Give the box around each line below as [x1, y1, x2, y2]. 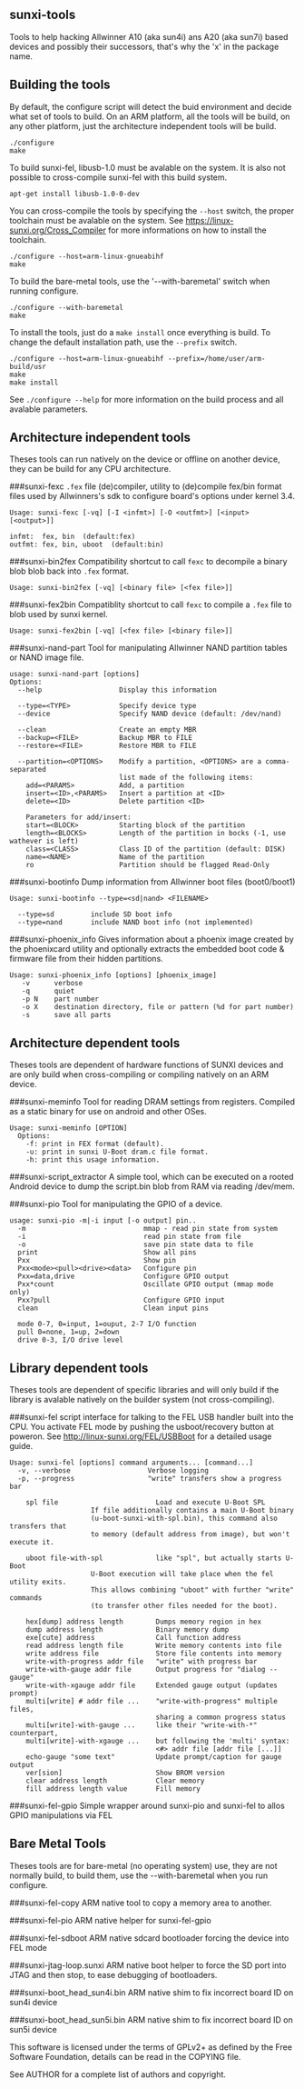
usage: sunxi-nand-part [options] [9, 670, 141, 679]
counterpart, [9, 1729, 59, 1738]
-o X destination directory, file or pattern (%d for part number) [21, 1003, 295, 1012]
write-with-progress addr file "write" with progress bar [25, 1657, 258, 1666]
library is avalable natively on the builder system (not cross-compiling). [9, 1394, 275, 1405]
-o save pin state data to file [17, 1240, 254, 1249]
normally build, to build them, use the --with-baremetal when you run [9, 1870, 269, 1881]
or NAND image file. [9, 652, 84, 663]
